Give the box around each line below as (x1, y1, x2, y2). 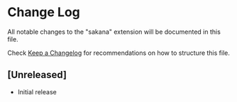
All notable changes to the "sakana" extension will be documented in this (7, 27, 221, 36)
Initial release (17, 87, 57, 96)
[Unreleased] (7, 69, 67, 81)
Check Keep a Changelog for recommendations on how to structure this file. (7, 49, 231, 57)
